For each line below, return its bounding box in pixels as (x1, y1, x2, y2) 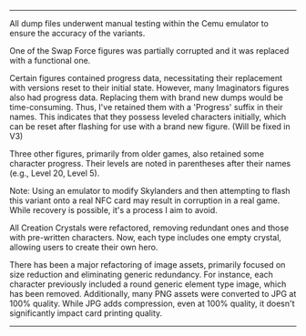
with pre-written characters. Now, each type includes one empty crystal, (9, 232, 282, 242)
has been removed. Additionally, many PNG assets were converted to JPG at (9, 289, 297, 299)
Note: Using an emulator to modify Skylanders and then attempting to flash (9, 186, 291, 196)
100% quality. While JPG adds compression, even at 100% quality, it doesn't (9, 298, 295, 309)
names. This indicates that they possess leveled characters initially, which (9, 111, 287, 122)
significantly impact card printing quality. (9, 308, 163, 319)
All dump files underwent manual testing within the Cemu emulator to (9, 18, 269, 28)
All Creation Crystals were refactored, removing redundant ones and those (9, 222, 290, 233)
